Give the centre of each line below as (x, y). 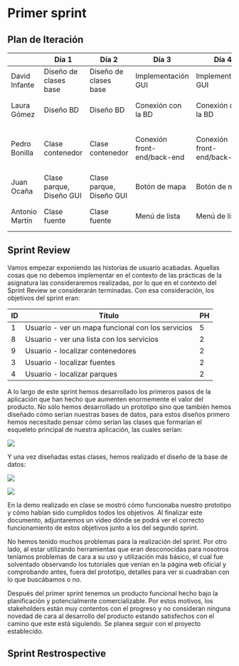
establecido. (26, 631)
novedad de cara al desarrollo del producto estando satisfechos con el (111, 616)
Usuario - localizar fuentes (70, 362)
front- (145, 148)
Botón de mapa (160, 187)
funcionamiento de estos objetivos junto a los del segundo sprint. (103, 528)
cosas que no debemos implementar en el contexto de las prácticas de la (115, 275)
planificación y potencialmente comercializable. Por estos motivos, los (110, 600)
